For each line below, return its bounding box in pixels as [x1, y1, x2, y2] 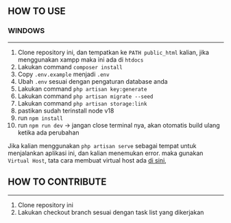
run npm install [17, 113, 64, 122]
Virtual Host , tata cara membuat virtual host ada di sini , [8, 156, 167, 164]
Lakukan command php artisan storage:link [17, 99, 147, 107]
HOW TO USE [8, 5, 66, 17]
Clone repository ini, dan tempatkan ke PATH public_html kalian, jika [17, 48, 210, 56]
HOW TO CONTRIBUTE [8, 176, 107, 188]
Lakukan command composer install [17, 62, 123, 71]
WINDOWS [8, 26, 45, 36]
